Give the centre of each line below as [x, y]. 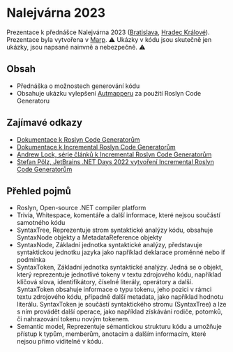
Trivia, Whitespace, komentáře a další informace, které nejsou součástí [118, 215]
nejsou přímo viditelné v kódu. [60, 342]
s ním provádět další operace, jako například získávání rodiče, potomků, [120, 311]
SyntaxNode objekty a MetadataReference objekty [89, 237]
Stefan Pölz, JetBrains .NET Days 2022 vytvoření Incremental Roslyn [115, 161]
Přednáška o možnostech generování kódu [78, 86]
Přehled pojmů [39, 191]
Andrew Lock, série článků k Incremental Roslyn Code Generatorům [114, 154]
